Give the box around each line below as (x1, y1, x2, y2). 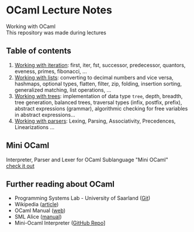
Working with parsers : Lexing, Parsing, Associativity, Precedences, (14, 117, 176, 124)
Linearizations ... (14, 123, 54, 130)
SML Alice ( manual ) (14, 213, 62, 220)
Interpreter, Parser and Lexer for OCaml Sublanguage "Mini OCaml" (6, 156, 168, 163)
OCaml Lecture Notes (6, 4, 112, 17)
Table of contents (6, 46, 71, 56)
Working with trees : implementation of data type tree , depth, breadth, (14, 92, 183, 99)
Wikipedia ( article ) (14, 201, 59, 208)
